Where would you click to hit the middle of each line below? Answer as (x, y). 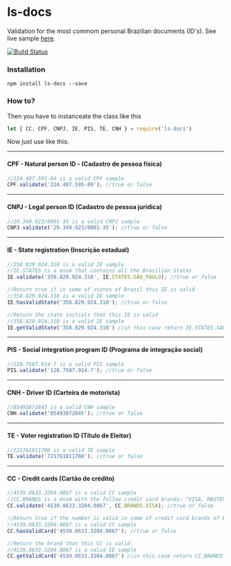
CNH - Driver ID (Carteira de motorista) (64, 392)
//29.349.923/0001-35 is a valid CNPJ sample (73, 221)
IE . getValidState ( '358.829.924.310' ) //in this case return (95, 327)
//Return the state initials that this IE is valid (82, 315)
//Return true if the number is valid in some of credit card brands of (113, 519)
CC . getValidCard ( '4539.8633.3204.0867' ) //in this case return (100, 556)
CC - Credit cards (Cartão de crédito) (61, 478)
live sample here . (31, 38)
